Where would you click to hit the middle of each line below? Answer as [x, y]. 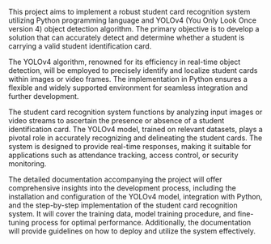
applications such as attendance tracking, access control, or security [123, 155]
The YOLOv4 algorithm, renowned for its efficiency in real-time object [125, 62]
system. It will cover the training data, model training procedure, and [122, 214]
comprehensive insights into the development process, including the [122, 188]
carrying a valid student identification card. [80, 46]
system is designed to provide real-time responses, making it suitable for [130, 146]
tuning [19, 223]
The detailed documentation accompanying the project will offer [115, 179]
